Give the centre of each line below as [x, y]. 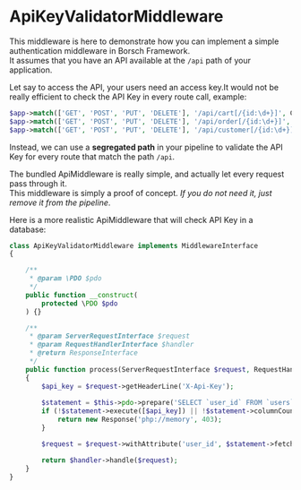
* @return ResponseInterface [84, 353]
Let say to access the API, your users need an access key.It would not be [144, 87]
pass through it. [38, 183]
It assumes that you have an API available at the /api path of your [130, 60]
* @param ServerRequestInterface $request [110, 336]
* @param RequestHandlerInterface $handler [112, 345]
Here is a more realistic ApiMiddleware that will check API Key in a [131, 219]
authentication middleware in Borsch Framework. [100, 50]
